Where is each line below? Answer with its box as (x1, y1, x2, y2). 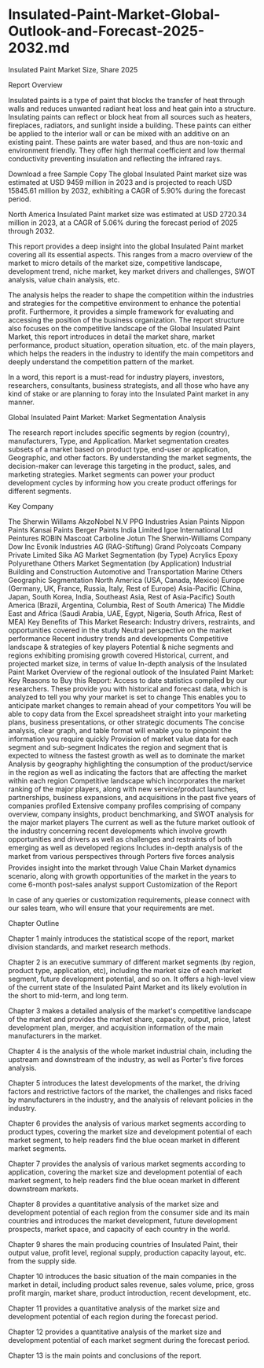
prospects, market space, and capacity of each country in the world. (8, 1224, 230, 1233)
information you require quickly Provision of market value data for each (8, 734, 239, 743)
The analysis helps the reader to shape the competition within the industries (8, 289, 254, 300)
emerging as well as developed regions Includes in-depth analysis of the (8, 843, 244, 852)
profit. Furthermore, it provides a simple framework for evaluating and (8, 307, 234, 316)
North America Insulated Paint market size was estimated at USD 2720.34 (8, 209, 247, 219)
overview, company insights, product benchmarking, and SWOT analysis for (8, 809, 254, 819)
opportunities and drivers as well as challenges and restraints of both (8, 834, 233, 843)
